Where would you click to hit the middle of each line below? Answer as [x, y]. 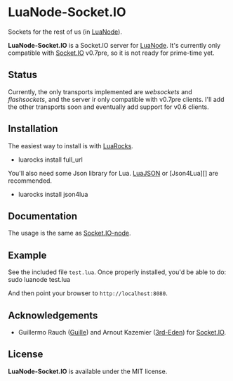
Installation [33, 129]
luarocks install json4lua [53, 194]
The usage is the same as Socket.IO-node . [69, 233]
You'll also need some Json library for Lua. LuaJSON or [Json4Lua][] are [113, 173]
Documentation [43, 216]
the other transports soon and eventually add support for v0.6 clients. [108, 107]
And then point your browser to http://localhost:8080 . [88, 293]
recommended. [30, 181]
